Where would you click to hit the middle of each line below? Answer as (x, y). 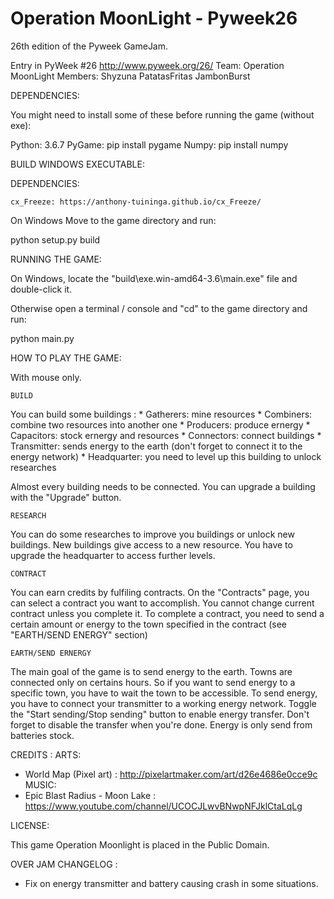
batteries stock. (42, 735)
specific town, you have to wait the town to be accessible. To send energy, (164, 693)
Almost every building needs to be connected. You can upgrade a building (163, 486)
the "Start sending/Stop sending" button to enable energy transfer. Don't (160, 714)
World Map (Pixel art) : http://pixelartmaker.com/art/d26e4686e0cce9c (171, 774)
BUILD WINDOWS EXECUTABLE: (77, 164)
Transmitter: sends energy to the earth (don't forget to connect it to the (156, 446)
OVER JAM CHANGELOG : (64, 864)
